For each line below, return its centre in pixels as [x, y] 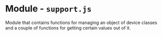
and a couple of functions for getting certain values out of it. [68, 27]
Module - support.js [49, 9]
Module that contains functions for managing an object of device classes [81, 22]
